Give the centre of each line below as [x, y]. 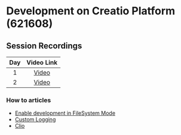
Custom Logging [35, 119]
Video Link [42, 62]
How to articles [29, 100]
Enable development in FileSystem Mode [65, 113]
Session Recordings [44, 46]
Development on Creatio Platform [91, 11]
